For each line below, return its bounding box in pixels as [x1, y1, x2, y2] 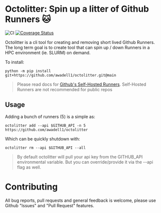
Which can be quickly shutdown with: [5, 136, 80, 142]
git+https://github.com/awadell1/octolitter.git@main [5, 73, 117, 77]
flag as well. [17, 164, 41, 170]
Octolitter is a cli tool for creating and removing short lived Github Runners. [5, 39, 155, 45]
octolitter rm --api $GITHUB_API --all [5, 145, 86, 150]
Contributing [5, 181, 58, 192]
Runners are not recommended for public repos [17, 86, 113, 92]
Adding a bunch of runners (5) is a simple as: [5, 114, 95, 119]
